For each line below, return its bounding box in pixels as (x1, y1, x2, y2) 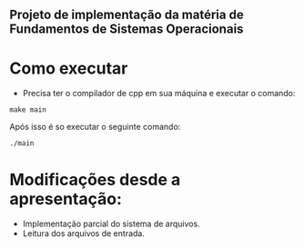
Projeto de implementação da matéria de (9, 7, 244, 23)
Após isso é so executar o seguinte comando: (9, 122, 181, 133)
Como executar (9, 58, 128, 78)
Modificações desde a (9, 169, 181, 190)
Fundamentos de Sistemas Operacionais (9, 22, 244, 37)
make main (9, 105, 47, 114)
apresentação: (9, 188, 123, 209)
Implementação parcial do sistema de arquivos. (22, 218, 200, 230)
